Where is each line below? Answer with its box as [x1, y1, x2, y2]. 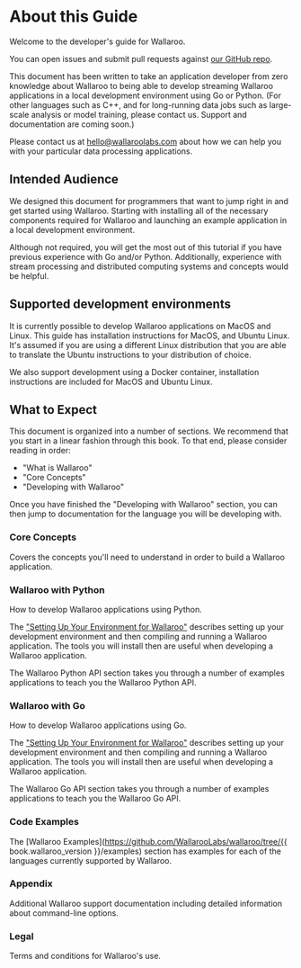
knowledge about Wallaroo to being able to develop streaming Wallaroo [9, 80, 274, 91]
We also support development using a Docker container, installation [9, 366, 260, 377]
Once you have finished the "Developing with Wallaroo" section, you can [9, 499, 279, 510]
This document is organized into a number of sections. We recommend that [9, 426, 289, 437]
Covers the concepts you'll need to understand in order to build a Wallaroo [9, 551, 286, 562]
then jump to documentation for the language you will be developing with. [9, 508, 282, 519]
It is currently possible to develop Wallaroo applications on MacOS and [9, 320, 271, 331]
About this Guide [9, 6, 138, 27]
